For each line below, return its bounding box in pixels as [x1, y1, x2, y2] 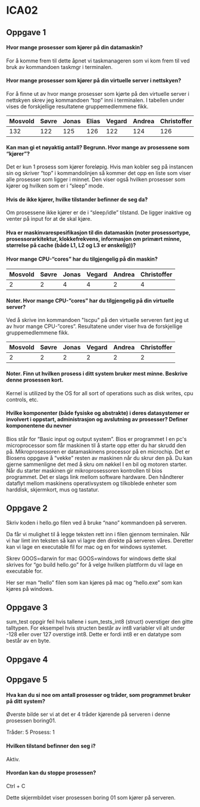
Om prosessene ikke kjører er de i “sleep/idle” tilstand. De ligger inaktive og [6, 209, 192, 216]
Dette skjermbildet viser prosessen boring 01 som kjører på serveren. [6, 794, 176, 801]
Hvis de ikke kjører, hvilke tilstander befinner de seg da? [6, 196, 148, 203]
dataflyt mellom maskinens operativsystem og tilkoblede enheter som [6, 480, 177, 487]
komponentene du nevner [6, 422, 71, 429]
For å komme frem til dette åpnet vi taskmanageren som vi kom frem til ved [6, 57, 190, 64]
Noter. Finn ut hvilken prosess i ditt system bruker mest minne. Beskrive [6, 370, 188, 377]
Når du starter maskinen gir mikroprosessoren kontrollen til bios [6, 467, 162, 474]
